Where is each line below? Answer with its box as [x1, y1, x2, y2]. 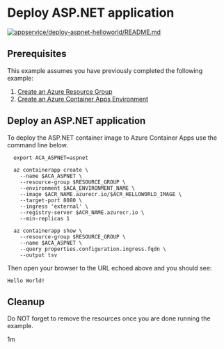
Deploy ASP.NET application [7, 5, 175, 21]
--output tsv [19, 252, 58, 259]
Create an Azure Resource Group [17, 87, 113, 95]
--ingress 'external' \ [19, 203, 89, 210]
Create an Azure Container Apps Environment [17, 95, 148, 103]
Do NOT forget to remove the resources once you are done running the [7, 314, 211, 323]
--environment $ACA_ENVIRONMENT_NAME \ [19, 184, 136, 192]
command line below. [7, 140, 68, 149]
